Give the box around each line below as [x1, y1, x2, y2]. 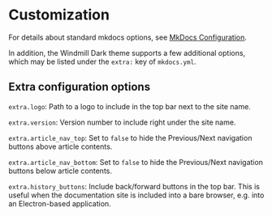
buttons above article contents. [8, 142, 113, 151]
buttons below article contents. [8, 166, 112, 176]
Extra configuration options [8, 80, 151, 94]
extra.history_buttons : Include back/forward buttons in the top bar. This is [8, 181, 260, 191]
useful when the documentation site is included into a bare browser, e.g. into [8, 190, 265, 200]
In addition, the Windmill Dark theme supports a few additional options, [8, 48, 246, 57]
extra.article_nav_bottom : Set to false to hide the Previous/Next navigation [8, 157, 264, 167]
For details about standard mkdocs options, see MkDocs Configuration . [8, 32, 248, 42]
